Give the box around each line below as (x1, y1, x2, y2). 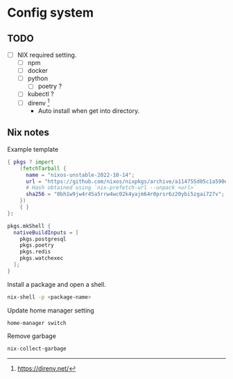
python (27, 74, 49, 82)
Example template (7, 145, 59, 153)
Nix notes (7, 127, 50, 139)
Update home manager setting (7, 306, 95, 315)
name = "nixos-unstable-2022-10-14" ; (25, 171, 135, 178)
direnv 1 (27, 98, 50, 107)
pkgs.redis (19, 248, 51, 256)
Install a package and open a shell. (7, 280, 106, 288)
